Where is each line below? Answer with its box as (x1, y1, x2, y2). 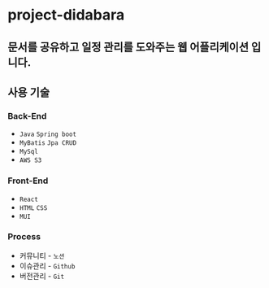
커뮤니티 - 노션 (19, 251, 65, 260)
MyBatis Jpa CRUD (19, 139, 77, 147)
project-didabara (7, 6, 125, 24)
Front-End (7, 175, 49, 186)
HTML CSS (19, 203, 48, 212)
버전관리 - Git (19, 271, 65, 281)
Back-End (7, 110, 47, 121)
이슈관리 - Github (19, 260, 76, 270)
